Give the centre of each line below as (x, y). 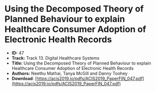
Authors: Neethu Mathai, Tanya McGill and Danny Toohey (69, 73)
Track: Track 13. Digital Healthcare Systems (55, 58)
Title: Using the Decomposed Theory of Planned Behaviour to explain (81, 63)
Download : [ (24, 78)
